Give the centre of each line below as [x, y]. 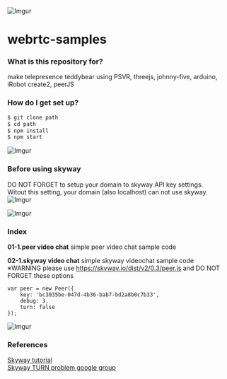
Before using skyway [44, 169]
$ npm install [28, 131]
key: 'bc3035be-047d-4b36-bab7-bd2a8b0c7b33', [90, 295]
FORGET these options [41, 275]
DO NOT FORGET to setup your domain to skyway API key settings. [105, 185]
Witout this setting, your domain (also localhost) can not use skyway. [107, 192]
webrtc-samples [57, 40]
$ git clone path [33, 117]
